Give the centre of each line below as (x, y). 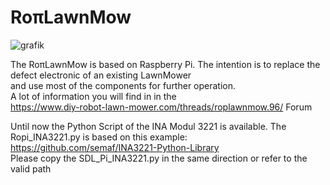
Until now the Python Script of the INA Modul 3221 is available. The (148, 126)
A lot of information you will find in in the (93, 96)
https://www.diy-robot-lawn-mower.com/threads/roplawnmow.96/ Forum (161, 107)
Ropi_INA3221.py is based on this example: (99, 137)
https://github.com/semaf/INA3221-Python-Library (115, 147)
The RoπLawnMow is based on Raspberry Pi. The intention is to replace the (165, 64)
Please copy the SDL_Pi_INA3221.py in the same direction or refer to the (159, 158)
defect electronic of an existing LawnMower (101, 75)
